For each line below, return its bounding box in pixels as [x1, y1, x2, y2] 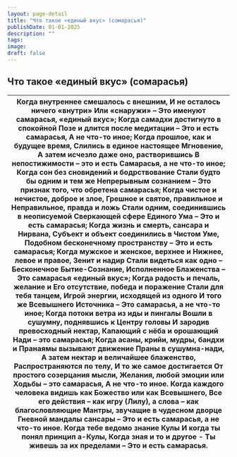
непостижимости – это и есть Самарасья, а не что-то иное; [11, 158, 226, 168]
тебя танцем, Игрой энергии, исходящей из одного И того [15, 291, 222, 300]
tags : [7, 37, 23, 44]
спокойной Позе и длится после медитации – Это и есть [18, 123, 219, 133]
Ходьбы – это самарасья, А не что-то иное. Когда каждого [13, 379, 224, 389]
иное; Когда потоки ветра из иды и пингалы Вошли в [24, 308, 213, 318]
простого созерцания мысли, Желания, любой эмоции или [13, 370, 224, 379]
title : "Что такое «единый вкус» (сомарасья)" [7, 17, 147, 24]
